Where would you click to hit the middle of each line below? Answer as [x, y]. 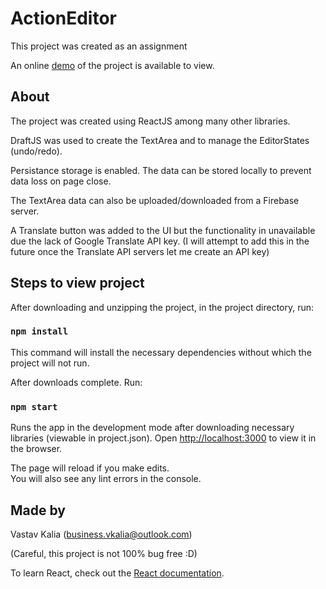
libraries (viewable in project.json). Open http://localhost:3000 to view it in [163, 438]
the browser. [36, 449]
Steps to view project [77, 283]
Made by [38, 510]
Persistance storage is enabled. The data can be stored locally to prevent [161, 170]
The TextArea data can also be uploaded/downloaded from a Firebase [155, 200]
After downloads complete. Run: [76, 382]
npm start [34, 406]
